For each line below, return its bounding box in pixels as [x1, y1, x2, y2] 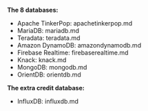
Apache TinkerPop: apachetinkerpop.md [17, 19, 133, 27]
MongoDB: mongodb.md [17, 63, 87, 71]
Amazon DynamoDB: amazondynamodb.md [17, 41, 142, 49]
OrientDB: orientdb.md [17, 70, 81, 79]
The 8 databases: [7, 6, 59, 14]
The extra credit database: [7, 84, 85, 92]
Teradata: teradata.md [17, 34, 81, 42]
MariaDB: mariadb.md [17, 27, 79, 34]
